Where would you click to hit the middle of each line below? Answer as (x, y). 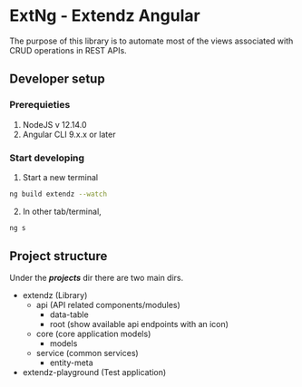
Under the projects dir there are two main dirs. (97, 278)
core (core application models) (93, 334)
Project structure (58, 256)
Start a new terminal (60, 177)
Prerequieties (40, 105)
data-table (69, 314)
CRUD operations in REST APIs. (68, 50)
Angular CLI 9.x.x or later (69, 134)
